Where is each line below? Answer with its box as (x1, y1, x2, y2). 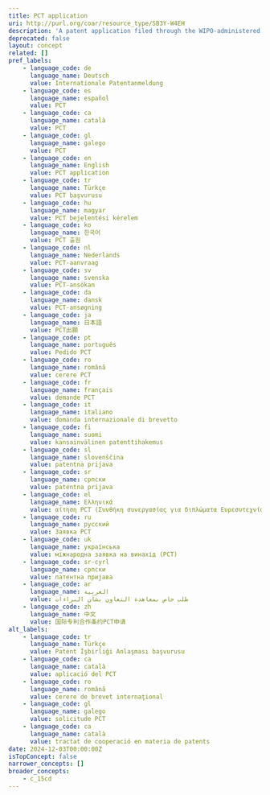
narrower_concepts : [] (8, 760, 84, 768)
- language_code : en (22, 154, 92, 162)
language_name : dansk (29, 296, 103, 304)
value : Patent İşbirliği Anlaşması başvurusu (29, 648, 185, 656)
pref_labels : (8, 57, 52, 65)
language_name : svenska (29, 274, 110, 282)
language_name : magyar (29, 206, 106, 214)
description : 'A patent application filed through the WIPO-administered (8, 27, 261, 35)
